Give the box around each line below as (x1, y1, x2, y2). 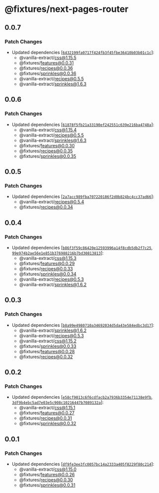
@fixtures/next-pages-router (4, 3, 129, 15)
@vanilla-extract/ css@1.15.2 (19, 338, 77, 344)
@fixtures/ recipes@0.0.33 (19, 265, 73, 271)
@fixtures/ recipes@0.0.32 (19, 354, 73, 360)
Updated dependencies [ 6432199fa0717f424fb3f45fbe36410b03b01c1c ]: (11, 49, 155, 55)
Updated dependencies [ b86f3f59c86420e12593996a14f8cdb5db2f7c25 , (11, 245, 153, 250)
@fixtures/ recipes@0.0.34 (19, 204, 73, 210)
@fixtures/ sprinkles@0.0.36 (19, 70, 76, 76)
